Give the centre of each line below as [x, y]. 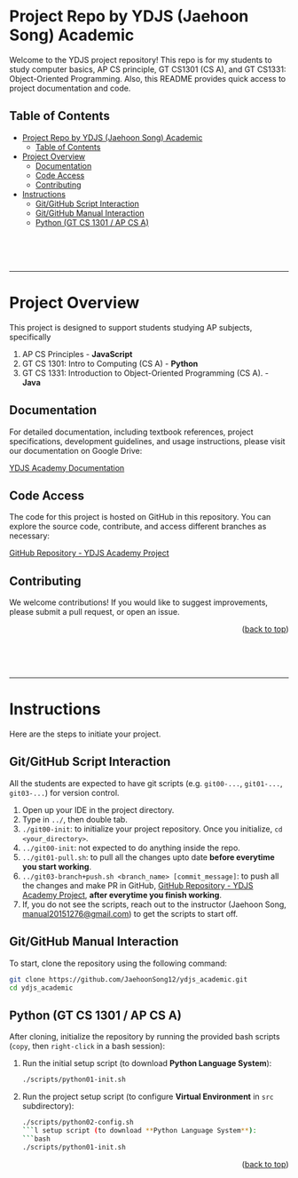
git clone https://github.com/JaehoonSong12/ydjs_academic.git [129, 979]
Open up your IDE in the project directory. [98, 809]
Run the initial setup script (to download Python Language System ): [147, 1063]
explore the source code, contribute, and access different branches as [138, 527]
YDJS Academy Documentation [67, 467]
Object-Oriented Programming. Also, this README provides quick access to [148, 78]
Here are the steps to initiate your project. [85, 734]
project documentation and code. [70, 88]
